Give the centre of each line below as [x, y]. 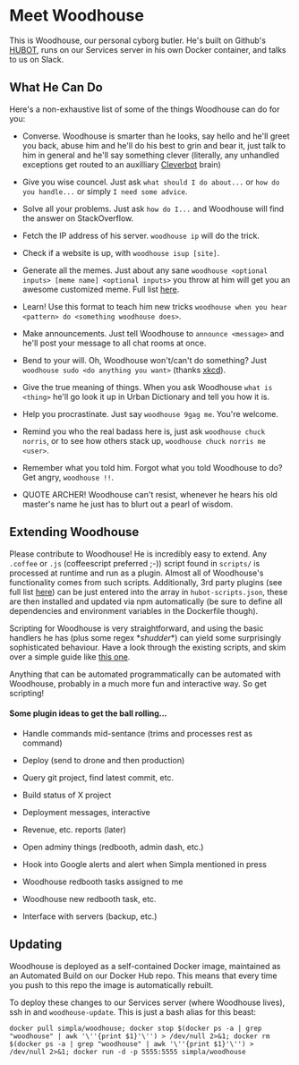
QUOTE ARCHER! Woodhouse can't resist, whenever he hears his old [149, 494]
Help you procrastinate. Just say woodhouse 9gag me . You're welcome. [150, 413]
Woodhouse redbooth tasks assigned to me [103, 882]
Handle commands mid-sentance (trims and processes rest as [137, 733]
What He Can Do [56, 87]
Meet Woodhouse [77, 16]
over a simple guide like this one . [70, 656]
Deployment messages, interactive [86, 812]
